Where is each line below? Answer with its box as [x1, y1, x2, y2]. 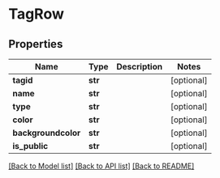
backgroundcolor [12, 127, 81, 138]
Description [116, 61, 163, 72]
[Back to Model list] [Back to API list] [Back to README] [8, 161, 195, 171]
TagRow [8, 5, 65, 23]
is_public [12, 141, 49, 151]
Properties [8, 37, 63, 51]
